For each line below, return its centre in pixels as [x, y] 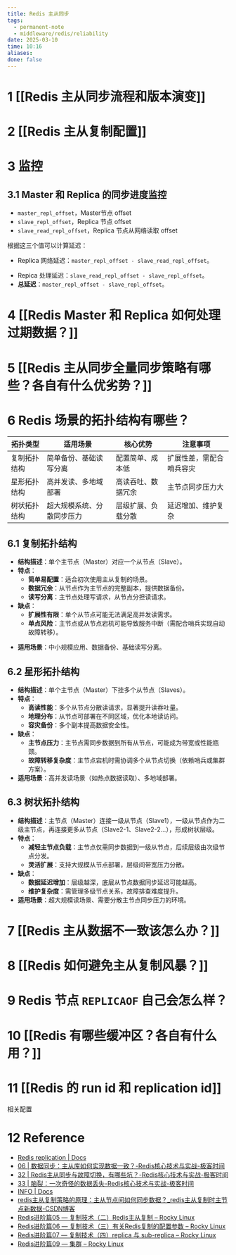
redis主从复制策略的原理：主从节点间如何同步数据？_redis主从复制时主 [119, 1199]
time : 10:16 [25, 47]
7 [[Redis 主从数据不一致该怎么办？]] [113, 931]
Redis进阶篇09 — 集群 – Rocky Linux [71, 1244]
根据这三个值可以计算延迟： [47, 246]
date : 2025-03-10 [33, 40]
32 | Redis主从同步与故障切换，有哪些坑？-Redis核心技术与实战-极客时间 [123, 1175]
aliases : [20, 54]
